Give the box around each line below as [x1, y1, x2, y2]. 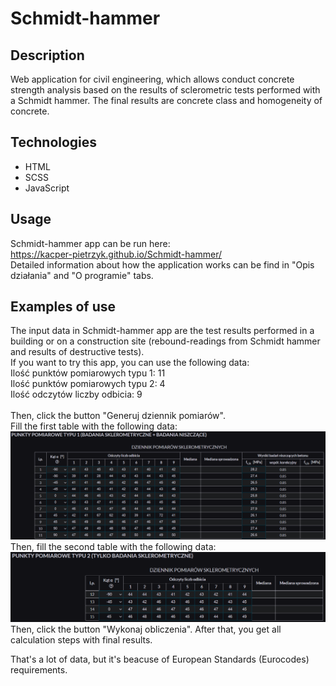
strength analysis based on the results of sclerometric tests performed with [10, 84, 321, 96]
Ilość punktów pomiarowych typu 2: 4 [10, 378, 166, 390]
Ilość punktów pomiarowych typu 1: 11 [10, 367, 166, 379]
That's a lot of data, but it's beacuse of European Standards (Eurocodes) [10, 653, 310, 666]
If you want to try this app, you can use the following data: [10, 357, 250, 369]
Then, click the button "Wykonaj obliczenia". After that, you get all [10, 623, 282, 636]
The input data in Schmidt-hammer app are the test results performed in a [10, 325, 315, 337]
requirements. [10, 664, 68, 676]
